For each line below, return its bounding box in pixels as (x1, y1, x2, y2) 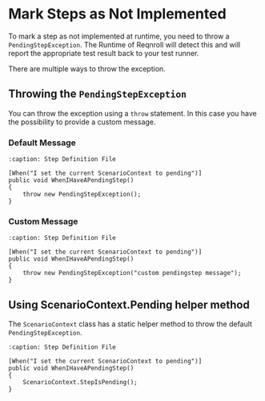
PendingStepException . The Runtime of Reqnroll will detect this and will (8, 39, 241, 49)
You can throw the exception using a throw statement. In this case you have (8, 108, 258, 118)
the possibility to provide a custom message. (8, 117, 156, 127)
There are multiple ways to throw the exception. (8, 63, 166, 73)
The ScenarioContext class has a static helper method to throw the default (8, 319, 252, 329)
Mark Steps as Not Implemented (8, 5, 227, 23)
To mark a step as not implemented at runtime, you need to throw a (8, 31, 230, 41)
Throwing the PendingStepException (8, 87, 187, 101)
